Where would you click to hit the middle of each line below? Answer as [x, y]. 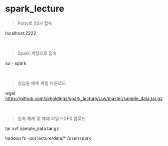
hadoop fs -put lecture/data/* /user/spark [48, 138]
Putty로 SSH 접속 [35, 23]
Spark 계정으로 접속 [37, 53]
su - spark [16, 63]
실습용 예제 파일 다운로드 [42, 83]
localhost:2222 [21, 33]
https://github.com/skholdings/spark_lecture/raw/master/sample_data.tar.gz [84, 98]
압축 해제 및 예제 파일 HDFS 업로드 [51, 118]
